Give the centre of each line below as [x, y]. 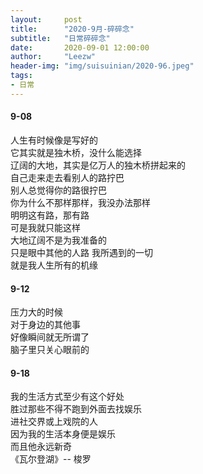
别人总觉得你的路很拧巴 [58, 190]
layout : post [46, 19]
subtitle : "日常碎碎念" [60, 38]
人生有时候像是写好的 [54, 140]
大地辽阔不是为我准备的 [58, 240]
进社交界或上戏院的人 [54, 422]
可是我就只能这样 [45, 227]
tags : [21, 76]
